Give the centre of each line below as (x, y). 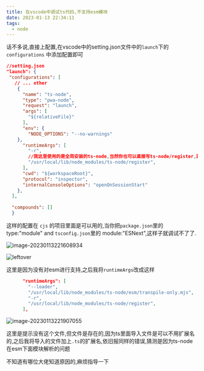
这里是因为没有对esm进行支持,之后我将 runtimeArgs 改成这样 (80, 269)
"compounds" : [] (32, 207)
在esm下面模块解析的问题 (38, 349)
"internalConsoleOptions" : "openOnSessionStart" (85, 185)
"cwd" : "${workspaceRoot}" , (58, 173)
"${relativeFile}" (51, 117)
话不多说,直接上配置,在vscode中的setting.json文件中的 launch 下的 (87, 47)
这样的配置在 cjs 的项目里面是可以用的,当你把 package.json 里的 (85, 225)
